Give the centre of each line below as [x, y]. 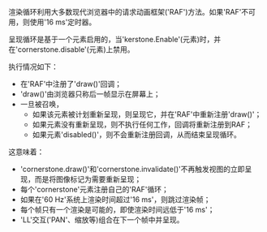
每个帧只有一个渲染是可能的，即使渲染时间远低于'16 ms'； [117, 210]
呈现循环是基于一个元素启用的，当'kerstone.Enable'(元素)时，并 [115, 39]
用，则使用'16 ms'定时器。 [52, 22]
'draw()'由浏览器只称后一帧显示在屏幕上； [90, 94]
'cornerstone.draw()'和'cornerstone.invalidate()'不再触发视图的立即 [132, 169]
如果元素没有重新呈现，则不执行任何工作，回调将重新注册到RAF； [142, 125]
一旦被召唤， [41, 104]
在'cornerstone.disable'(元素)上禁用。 [72, 49]
